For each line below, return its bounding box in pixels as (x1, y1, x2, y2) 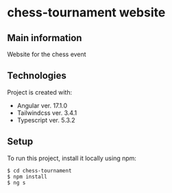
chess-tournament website (7, 5, 166, 21)
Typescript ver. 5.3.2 (16, 116, 75, 124)
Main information (7, 32, 82, 44)
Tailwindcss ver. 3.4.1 (16, 108, 77, 117)
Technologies (7, 70, 67, 81)
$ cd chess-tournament (7, 167, 72, 174)
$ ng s (7, 179, 26, 186)
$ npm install (7, 173, 48, 180)
